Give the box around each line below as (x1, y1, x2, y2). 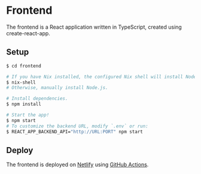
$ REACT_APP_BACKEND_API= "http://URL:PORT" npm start (6, 129, 144, 135)
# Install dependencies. (6, 96, 68, 102)
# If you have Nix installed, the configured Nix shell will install (6, 74, 184, 80)
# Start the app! (6, 112, 50, 118)
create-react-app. (6, 29, 51, 36)
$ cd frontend (6, 63, 42, 69)
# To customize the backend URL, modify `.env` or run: (6, 123, 148, 129)
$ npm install (6, 101, 42, 108)
